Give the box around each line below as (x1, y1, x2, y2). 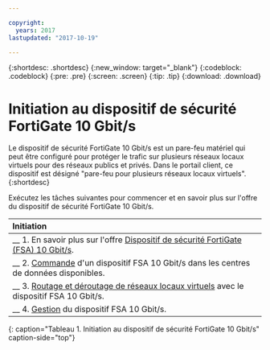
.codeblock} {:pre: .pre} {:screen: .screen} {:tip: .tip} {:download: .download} (8, 72, 261, 81)
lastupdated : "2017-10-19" (8, 34, 99, 42)
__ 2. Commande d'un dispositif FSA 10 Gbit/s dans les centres (12, 257, 251, 269)
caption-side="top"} (8, 333, 76, 343)
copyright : (8, 19, 45, 27)
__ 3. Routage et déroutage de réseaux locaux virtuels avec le (12, 281, 244, 292)
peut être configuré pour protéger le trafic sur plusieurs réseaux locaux (8, 152, 244, 162)
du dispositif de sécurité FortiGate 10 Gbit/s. (8, 202, 154, 212)
